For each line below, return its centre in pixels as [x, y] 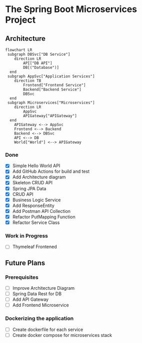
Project [20, 20]
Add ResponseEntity [33, 205]
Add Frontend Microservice [40, 305]
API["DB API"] [38, 63]
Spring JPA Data [29, 188]
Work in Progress [27, 236]
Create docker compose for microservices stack [62, 335]
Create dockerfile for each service [48, 329]
